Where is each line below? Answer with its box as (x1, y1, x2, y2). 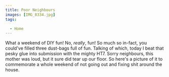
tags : (5, 17, 17, 22)
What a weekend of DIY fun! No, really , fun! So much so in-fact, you (5, 40, 147, 46)
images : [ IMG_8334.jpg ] (5, 12, 56, 17)
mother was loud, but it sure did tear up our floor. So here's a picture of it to (5, 56, 163, 62)
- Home (10, 26, 24, 31)
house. (5, 67, 20, 73)
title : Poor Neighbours (5, 7, 56, 13)
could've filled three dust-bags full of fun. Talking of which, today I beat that (5, 45, 164, 51)
